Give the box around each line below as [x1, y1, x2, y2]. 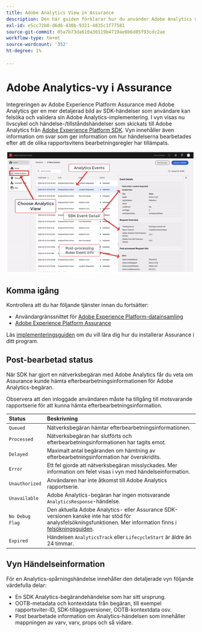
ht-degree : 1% [6, 48, 42, 54]
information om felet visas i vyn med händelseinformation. [47, 468, 191, 476]
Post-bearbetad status [6, 355, 93, 365]
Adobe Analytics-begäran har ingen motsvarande [47, 491, 170, 498]
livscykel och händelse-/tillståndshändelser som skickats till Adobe [6, 120, 173, 127]
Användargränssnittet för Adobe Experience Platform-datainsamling [14, 313, 183, 320]
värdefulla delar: [6, 581, 47, 589]
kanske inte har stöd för [73, 512, 131, 520]
